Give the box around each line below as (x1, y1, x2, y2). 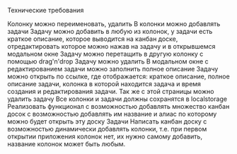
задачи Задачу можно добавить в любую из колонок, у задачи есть (7, 28, 213, 35)
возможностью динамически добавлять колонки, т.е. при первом (7, 125, 207, 133)
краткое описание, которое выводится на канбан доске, (7, 35, 178, 43)
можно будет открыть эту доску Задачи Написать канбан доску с (7, 117, 207, 126)
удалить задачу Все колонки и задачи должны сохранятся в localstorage (7, 95, 228, 103)
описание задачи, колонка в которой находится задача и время (7, 80, 202, 88)
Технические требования (7, 6, 84, 14)
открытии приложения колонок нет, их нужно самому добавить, (7, 132, 203, 141)
